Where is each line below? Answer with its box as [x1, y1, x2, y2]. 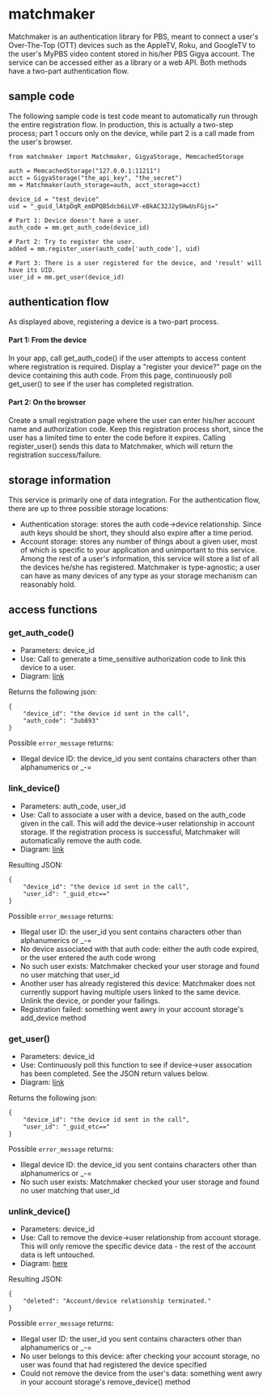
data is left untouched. [19, 1250, 95, 1260]
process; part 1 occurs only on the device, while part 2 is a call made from [8, 128, 255, 138]
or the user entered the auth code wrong [19, 953, 156, 962]
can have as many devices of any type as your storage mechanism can [19, 570, 257, 580]
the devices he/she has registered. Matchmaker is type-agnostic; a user [19, 562, 260, 572]
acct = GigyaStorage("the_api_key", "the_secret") [8, 173, 183, 182]
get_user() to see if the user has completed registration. [8, 378, 194, 389]
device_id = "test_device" [8, 195, 100, 203]
